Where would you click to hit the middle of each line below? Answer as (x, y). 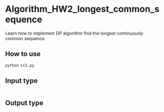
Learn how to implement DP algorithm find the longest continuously (74, 33)
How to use (23, 54)
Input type (22, 81)
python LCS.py (20, 65)
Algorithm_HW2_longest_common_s (82, 9)
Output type (24, 103)
